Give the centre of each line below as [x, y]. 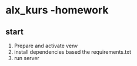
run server [26, 58]
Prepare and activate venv [46, 46]
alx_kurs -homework [57, 10]
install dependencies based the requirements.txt [73, 52]
